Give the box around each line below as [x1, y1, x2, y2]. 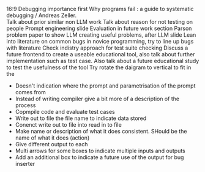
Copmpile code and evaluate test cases [15, 108, 115, 115]
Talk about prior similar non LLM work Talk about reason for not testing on [6, 18, 193, 25]
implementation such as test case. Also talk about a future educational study [6, 58, 199, 64]
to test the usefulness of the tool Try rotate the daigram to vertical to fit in [6, 64, 192, 71]
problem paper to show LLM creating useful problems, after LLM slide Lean [6, 31, 196, 39]
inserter [15, 160, 35, 167]
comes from [15, 89, 46, 95]
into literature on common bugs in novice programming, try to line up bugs [6, 38, 194, 45]
